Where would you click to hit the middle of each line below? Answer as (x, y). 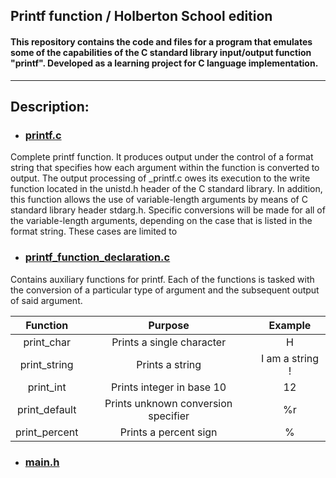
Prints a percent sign (168, 432)
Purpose (169, 325)
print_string (46, 364)
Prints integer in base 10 (169, 387)
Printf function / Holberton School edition (141, 16)
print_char (47, 342)
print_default (47, 409)
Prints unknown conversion (168, 403)
